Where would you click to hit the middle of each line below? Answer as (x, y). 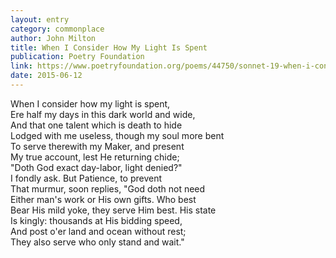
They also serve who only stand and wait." (97, 242)
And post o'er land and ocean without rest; (98, 231)
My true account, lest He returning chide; (95, 157)
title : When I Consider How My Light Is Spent (109, 47)
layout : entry (40, 19)
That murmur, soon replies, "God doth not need (108, 188)
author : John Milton (53, 38)
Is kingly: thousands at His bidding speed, (96, 220)
